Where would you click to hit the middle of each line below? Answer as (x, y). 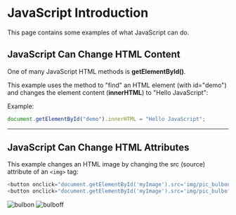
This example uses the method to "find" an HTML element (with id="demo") (117, 85)
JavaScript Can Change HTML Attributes (98, 148)
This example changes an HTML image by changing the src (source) (106, 164)
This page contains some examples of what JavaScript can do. (98, 32)
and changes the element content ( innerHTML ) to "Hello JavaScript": (108, 92)
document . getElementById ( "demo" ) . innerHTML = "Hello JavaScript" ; (106, 119)
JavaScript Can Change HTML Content (94, 54)
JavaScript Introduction (78, 13)
